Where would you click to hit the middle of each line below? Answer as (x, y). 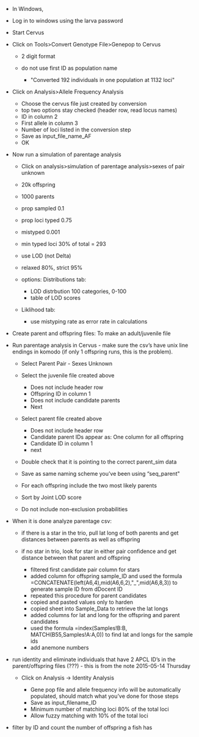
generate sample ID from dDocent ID (77, 589)
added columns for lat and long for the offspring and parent (105, 615)
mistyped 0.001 (41, 232)
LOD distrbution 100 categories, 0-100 (78, 291)
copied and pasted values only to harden (81, 602)
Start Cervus (28, 32)
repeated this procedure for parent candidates (89, 595)
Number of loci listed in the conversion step (76, 130)
